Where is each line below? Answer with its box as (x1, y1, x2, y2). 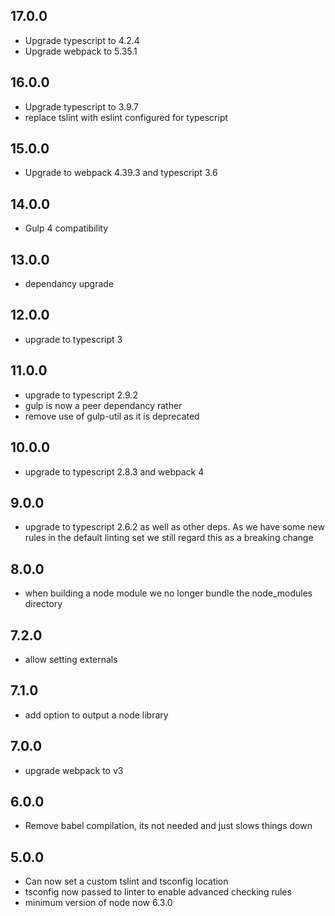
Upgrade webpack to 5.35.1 (24, 45, 138, 57)
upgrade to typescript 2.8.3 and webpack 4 (24, 465, 205, 478)
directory (24, 598, 63, 610)
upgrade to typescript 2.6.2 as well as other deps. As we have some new (24, 521, 325, 533)
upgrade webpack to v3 (24, 764, 124, 776)
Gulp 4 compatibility (24, 222, 109, 234)
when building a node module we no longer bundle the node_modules (24, 587, 313, 599)
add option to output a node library (24, 709, 169, 721)
